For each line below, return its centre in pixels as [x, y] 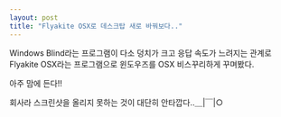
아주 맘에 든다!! [36, 83]
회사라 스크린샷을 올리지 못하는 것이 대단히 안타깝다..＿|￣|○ [117, 102]
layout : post [34, 18]
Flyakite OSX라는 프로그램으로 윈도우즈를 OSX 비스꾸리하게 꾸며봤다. [132, 64]
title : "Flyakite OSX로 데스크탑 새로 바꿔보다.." [96, 26]
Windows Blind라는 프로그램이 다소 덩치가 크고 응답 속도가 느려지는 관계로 [141, 53]
